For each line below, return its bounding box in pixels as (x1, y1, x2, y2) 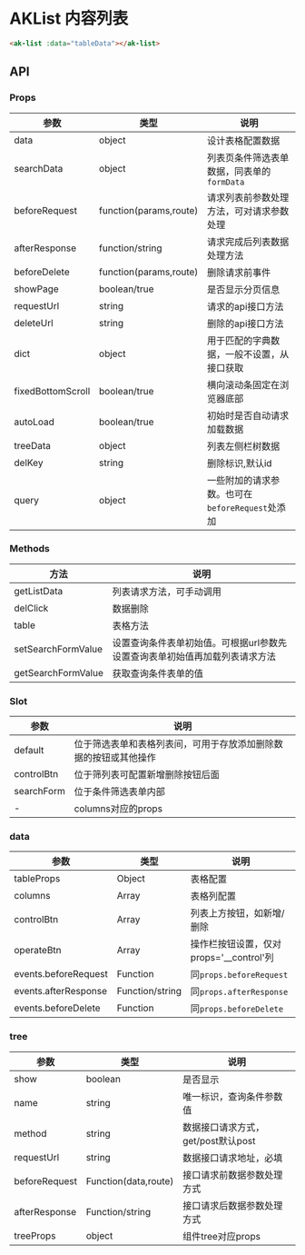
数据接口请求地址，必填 (182, 1151, 283, 1164)
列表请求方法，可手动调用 (112, 585, 222, 598)
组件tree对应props (182, 1230, 261, 1242)
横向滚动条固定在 (207, 378, 280, 391)
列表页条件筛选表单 (207, 151, 290, 164)
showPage (14, 283, 59, 295)
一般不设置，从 (225, 347, 290, 360)
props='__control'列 (190, 951, 274, 964)
